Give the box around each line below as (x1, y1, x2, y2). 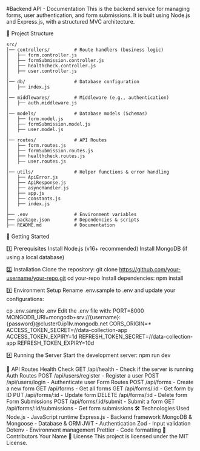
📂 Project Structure (6, 30, 54, 37)
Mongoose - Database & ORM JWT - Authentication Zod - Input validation (6, 420, 191, 427)
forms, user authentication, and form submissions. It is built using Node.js (6, 12, 190, 19)
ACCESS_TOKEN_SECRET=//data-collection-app (6, 327, 128, 333)
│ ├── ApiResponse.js (6, 180, 67, 186)
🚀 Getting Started (6, 233, 50, 240)
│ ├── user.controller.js (6, 68, 78, 74)
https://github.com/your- (119, 266, 181, 273)
